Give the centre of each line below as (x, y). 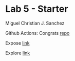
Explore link (18, 53)
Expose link (17, 43)
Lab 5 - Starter (37, 9)
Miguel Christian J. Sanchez (35, 23)
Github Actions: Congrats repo (38, 33)
